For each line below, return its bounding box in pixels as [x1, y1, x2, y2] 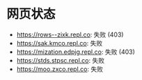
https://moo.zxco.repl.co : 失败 [16, 65, 104, 73]
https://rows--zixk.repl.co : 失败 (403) [16, 30, 124, 39]
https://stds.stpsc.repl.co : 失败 [16, 56, 105, 64]
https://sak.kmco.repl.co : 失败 [16, 39, 103, 47]
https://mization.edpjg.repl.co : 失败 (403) [16, 48, 135, 56]
